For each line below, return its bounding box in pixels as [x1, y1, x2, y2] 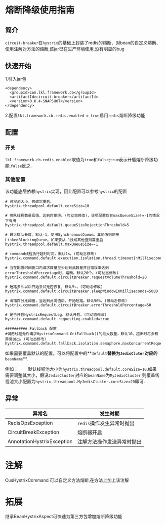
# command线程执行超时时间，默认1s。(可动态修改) [5, 251, 97, 256]
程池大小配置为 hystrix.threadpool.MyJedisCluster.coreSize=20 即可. [5, 378, 145, 384]
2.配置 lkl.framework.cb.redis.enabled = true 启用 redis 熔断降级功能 [5, 112, 146, 118]
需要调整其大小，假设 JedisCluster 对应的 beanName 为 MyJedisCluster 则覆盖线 [5, 372, 160, 378]
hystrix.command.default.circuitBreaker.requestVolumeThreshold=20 [5, 275, 147, 280]
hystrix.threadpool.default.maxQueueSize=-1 [5, 242, 98, 247]
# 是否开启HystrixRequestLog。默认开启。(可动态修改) [5, 312, 107, 317]
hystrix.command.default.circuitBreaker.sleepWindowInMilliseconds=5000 [5, 289, 158, 294]
